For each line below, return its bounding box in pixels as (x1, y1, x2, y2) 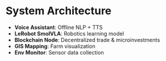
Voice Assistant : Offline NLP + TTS (14, 24, 103, 31)
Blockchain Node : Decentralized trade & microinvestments (14, 36, 161, 43)
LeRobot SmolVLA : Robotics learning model (14, 30, 124, 37)
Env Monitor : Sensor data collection (14, 49, 105, 56)
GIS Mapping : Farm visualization (14, 43, 96, 50)
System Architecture (5, 4, 112, 18)
